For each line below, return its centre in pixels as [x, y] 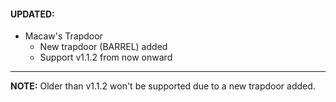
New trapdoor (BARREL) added [103, 47]
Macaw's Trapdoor [63, 36]
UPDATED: [32, 14]
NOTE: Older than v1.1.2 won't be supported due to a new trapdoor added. [163, 86]
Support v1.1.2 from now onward [106, 57]
